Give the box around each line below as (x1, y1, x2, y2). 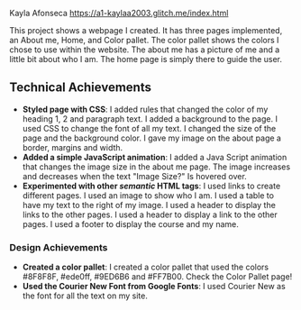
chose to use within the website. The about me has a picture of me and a (9, 44, 280, 55)
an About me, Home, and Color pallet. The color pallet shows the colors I (9, 35, 279, 45)
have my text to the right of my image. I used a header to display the (22, 199, 277, 210)
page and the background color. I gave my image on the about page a (22, 132, 282, 143)
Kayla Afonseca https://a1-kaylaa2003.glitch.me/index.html (9, 8, 229, 18)
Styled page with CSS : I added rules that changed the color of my (22, 104, 269, 114)
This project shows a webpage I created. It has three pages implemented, (9, 25, 283, 35)
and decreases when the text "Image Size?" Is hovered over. (22, 170, 248, 181)
